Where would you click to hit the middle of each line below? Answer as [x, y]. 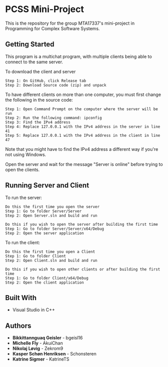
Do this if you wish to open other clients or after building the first [83, 269]
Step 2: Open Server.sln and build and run [51, 215]
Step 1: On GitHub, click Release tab [46, 81]
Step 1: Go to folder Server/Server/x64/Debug [55, 229]
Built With [21, 298]
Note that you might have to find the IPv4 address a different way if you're [82, 149]
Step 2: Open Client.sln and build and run [51, 260]
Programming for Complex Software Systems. [53, 28]
